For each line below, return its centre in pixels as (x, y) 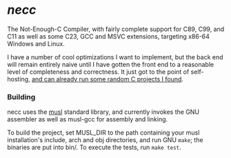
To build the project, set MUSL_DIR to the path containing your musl (103, 132)
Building (21, 97)
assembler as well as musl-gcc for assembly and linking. (88, 119)
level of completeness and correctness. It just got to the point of (98, 72)
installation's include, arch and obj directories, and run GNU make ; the (105, 140)
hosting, (19, 79)
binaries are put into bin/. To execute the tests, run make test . (94, 148)
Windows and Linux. (36, 43)
